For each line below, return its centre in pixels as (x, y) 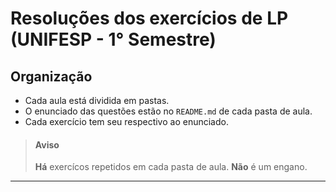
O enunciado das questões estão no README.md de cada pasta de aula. (168, 111)
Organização (51, 76)
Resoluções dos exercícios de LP (149, 18)
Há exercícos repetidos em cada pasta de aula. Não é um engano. (171, 167)
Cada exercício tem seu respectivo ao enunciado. (126, 121)
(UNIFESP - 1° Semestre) (113, 39)
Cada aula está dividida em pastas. (97, 100)
